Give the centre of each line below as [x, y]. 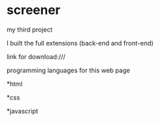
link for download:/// [36, 56]
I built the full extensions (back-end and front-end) [80, 43]
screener [33, 10]
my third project [30, 29]
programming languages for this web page [68, 70]
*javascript [23, 111]
